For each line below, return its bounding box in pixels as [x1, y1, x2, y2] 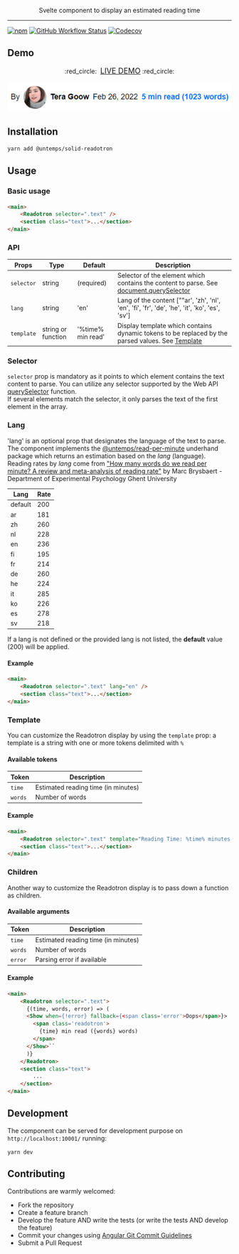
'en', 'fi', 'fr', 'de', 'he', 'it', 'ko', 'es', [117, 304, 221, 312]
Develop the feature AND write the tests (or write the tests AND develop [17, 1216, 229, 1224]
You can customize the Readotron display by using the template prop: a [7, 731, 217, 739]
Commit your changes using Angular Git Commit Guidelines [17, 1231, 192, 1239]
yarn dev [7, 1149, 33, 1156]
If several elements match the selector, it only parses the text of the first [7, 395, 218, 404]
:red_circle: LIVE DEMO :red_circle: [64, 65, 175, 75]
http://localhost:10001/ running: [7, 1134, 107, 1142]
